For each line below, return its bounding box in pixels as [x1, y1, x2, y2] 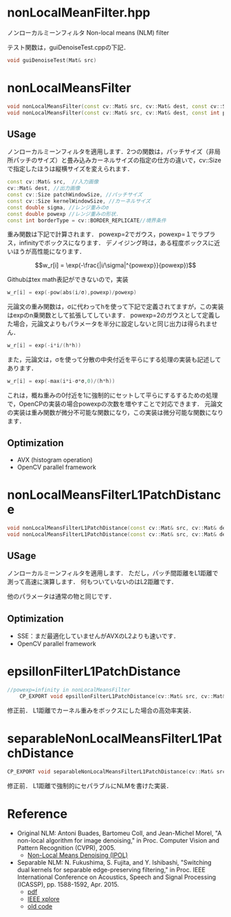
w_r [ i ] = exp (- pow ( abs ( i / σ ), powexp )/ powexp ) [7, 289, 137, 296]
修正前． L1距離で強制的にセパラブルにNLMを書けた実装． [7, 781, 173, 790]
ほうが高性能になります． [12, 247, 86, 256]
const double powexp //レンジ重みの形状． [7, 210, 122, 218]
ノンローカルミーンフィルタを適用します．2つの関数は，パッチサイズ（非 [7, 147, 215, 156]
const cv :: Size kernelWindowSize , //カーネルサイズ [7, 198, 151, 205]
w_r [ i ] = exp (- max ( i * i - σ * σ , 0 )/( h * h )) [7, 378, 115, 385]
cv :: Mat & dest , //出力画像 [7, 185, 80, 192]
